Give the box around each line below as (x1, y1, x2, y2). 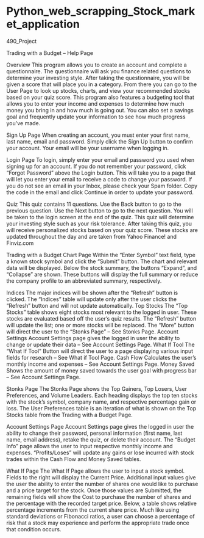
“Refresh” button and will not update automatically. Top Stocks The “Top (6, 302, 188, 309)
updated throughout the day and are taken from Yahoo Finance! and (6, 233, 177, 240)
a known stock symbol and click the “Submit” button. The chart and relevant (6, 258, 198, 265)
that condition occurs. (6, 525, 62, 533)
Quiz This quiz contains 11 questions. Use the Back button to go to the (6, 200, 181, 208)
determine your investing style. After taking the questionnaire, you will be (6, 74, 190, 81)
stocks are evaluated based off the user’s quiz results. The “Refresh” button (6, 314, 197, 322)
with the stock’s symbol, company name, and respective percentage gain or (6, 398, 197, 405)
